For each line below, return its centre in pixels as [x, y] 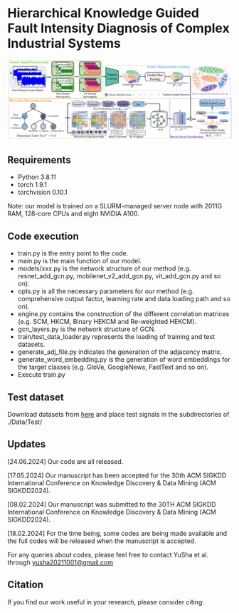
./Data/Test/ [25, 422]
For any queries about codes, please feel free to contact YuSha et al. [108, 554]
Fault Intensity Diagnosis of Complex [118, 28]
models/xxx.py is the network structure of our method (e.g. [104, 268]
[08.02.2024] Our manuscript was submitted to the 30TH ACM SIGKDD [112, 504]
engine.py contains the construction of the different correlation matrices [123, 314]
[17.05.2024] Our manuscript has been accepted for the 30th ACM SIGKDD [117, 475]
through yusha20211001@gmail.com [60, 562]
